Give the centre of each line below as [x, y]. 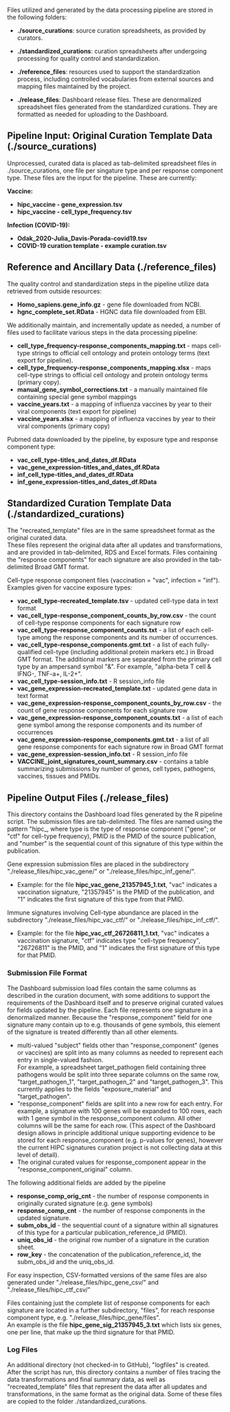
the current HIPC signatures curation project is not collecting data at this [119, 1147]
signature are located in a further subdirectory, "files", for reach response [111, 1310]
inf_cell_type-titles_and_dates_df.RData [75, 474]
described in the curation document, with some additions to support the [109, 995]
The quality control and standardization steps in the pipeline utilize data [108, 284]
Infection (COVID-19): [39, 225]
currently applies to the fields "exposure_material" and [94, 1089]
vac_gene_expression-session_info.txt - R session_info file [102, 754]
